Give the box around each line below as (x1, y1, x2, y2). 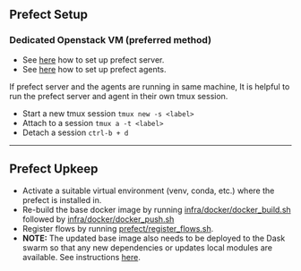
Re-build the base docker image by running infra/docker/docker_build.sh (21, 204, 291, 215)
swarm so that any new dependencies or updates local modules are (21, 241, 273, 253)
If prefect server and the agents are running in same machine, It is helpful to (9, 80, 290, 92)
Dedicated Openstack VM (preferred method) (9, 34, 212, 47)
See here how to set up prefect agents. (21, 64, 168, 74)
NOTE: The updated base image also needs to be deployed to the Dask (21, 233, 286, 243)
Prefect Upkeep (9, 161, 99, 177)
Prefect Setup (9, 7, 88, 22)
